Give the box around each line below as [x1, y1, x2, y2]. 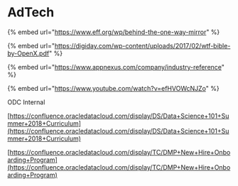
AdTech [7, 4, 55, 21]
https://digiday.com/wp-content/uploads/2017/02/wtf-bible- [54, 41, 231, 50]
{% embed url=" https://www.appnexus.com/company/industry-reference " [7, 62, 225, 71]
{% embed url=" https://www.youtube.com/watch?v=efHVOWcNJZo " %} [7, 84, 220, 92]
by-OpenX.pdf [7, 49, 50, 58]
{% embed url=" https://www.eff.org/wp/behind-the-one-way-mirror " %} [7, 28, 220, 36]
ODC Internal [7, 97, 45, 106]
